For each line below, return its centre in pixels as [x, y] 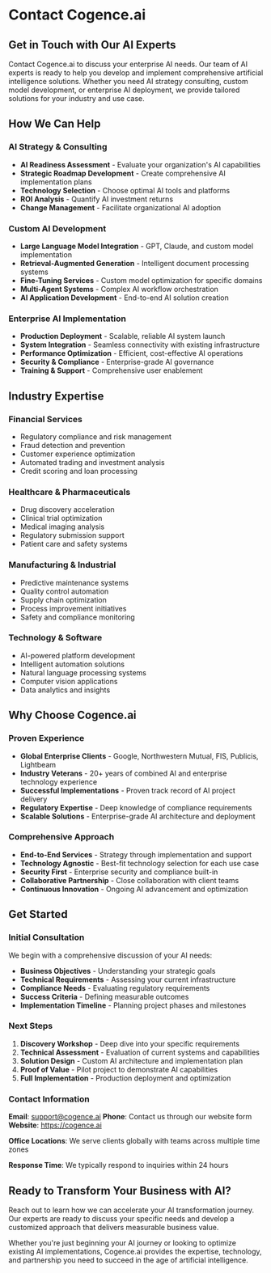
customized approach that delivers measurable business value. [114, 1227]
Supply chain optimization [64, 599]
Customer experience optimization [78, 454]
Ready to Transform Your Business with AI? [120, 1191]
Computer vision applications [69, 681]
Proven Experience [47, 738]
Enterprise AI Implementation [68, 319]
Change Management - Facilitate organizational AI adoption [121, 207]
